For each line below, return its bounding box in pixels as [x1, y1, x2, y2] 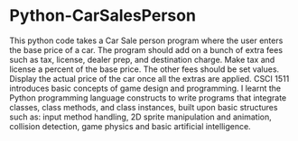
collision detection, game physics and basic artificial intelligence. [9, 120, 251, 131]
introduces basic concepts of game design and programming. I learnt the [9, 83, 282, 93]
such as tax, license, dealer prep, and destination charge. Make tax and [9, 54, 275, 65]
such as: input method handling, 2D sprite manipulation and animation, [9, 111, 273, 122]
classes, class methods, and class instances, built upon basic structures [9, 101, 278, 112]
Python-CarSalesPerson [9, 5, 197, 26]
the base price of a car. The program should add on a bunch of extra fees [9, 44, 283, 55]
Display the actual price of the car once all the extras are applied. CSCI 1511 [9, 73, 290, 84]
